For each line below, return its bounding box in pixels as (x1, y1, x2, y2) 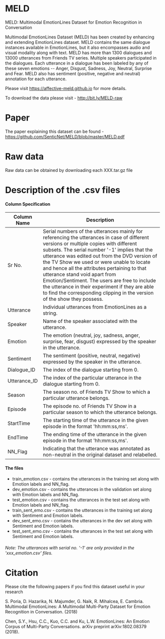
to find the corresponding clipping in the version (42, 289, 154, 296)
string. (42, 310, 58, 317)
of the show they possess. (42, 296, 104, 303)
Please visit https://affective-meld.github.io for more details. (5, 85, 127, 91)
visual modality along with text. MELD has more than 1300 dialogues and (5, 50, 152, 56)
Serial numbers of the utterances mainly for (42, 228, 143, 235)
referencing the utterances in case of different (42, 234, 149, 241)
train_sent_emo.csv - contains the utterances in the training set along (12, 508, 152, 513)
